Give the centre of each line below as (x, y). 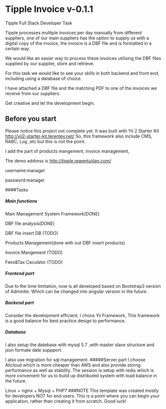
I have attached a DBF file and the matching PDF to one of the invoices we (81, 88)
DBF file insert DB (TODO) (32, 233)
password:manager (25, 180)
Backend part (20, 303)
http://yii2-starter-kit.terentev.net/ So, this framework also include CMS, (79, 136)
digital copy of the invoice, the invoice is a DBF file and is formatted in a (78, 43)
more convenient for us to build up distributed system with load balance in (81, 376)
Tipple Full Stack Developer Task (39, 23)
